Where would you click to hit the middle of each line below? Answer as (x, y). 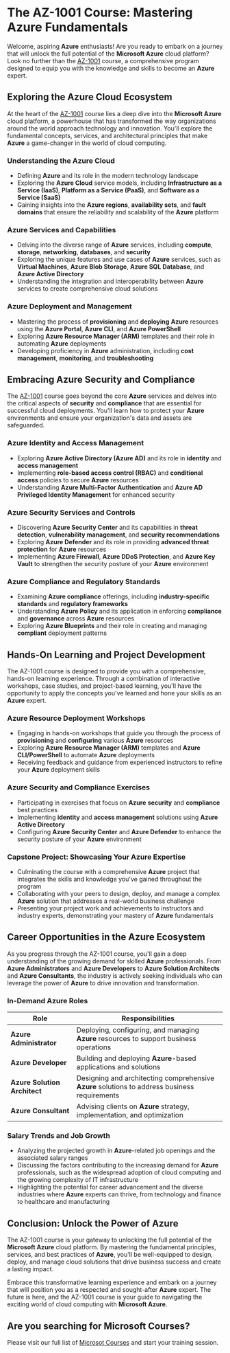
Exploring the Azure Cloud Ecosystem (90, 97)
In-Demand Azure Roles (48, 1000)
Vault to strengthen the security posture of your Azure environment (113, 564)
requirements (98, 1095)
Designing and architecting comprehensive (145, 1078)
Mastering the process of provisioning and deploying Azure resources (118, 322)
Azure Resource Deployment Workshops (76, 718)
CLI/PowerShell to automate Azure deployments (86, 755)
